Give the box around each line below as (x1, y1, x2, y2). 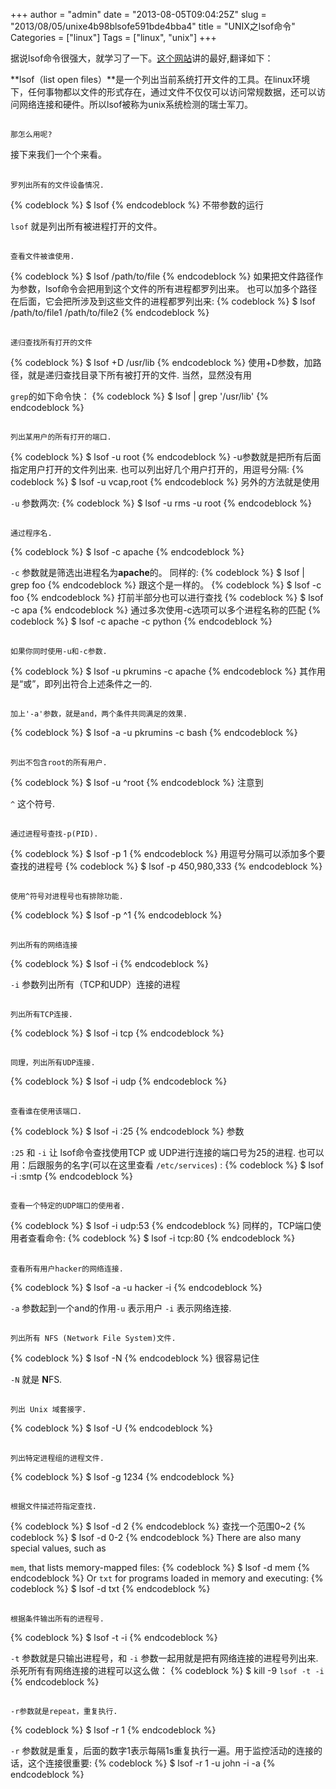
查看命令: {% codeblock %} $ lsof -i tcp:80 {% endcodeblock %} (27, 1232, 296, 1244)
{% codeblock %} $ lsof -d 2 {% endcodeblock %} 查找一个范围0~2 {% (10, 1520, 307, 1533)
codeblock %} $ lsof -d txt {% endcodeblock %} (10, 1583, 211, 1595)
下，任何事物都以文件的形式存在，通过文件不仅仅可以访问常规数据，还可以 (10, 86, 317, 98)
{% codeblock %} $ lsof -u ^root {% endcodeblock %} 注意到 (10, 776, 264, 788)
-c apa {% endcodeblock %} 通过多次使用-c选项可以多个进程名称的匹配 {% (10, 604, 322, 616)
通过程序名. (10, 529, 53, 539)
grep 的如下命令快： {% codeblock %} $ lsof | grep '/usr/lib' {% (10, 390, 269, 402)
